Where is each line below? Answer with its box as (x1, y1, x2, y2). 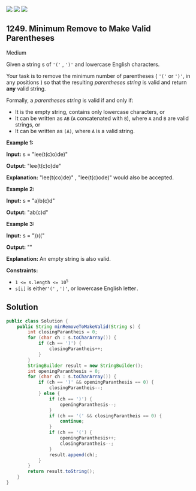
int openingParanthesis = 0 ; (28, 368, 101, 374)
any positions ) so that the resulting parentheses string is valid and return (6, 79, 187, 86)
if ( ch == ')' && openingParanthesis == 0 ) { (38, 379, 154, 385)
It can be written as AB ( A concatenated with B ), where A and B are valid (14, 115, 189, 122)
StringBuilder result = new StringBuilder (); (28, 363, 144, 369)
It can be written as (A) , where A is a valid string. (14, 127, 135, 134)
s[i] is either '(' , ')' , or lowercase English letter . (14, 285, 139, 292)
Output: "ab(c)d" (6, 209, 49, 216)
